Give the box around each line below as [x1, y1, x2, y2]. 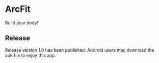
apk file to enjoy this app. [5, 52, 56, 58]
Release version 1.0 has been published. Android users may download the [5, 47, 155, 53]
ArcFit [5, 3, 31, 15]
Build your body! [5, 20, 38, 26]
